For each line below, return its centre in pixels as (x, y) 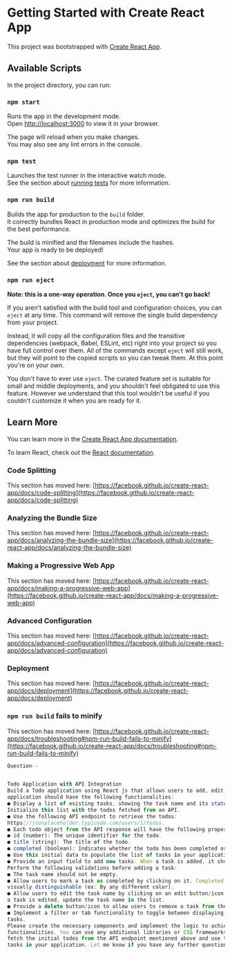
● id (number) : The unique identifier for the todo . (85, 836)
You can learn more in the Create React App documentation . (93, 439)
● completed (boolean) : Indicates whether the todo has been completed (112, 849)
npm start (23, 102)
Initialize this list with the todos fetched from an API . (94, 810)
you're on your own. (36, 365)
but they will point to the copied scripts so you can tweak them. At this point (115, 358)
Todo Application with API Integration (65, 784)
